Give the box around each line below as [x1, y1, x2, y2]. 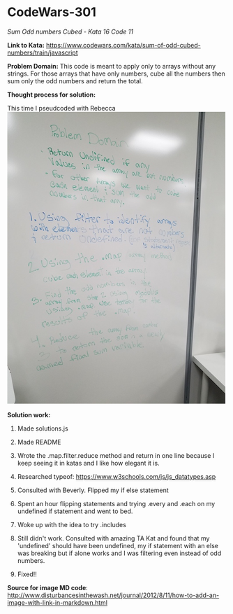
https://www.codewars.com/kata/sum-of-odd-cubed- [45, 41, 201, 49]
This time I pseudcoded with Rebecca [7, 104, 116, 112]
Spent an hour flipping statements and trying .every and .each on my [17, 499, 216, 508]
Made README [17, 438, 61, 446]
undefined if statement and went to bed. [17, 507, 133, 515]
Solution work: [7, 410, 51, 419]
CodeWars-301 [7, 4, 96, 20]
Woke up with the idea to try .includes [17, 520, 127, 529]
